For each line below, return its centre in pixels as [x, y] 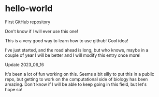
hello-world [29, 8]
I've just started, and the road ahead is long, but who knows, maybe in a [77, 50]
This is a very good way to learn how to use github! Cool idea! [66, 40]
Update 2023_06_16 [25, 65]
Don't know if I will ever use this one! [42, 31]
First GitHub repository [28, 22]
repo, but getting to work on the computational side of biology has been [77, 79]
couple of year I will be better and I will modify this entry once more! [73, 55]
